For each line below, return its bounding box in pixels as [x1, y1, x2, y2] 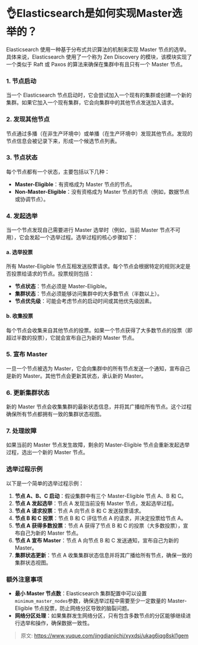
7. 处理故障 [6, 427, 37, 435]
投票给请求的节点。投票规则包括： [11, 270, 95, 277]
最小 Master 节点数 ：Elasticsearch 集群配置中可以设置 [14, 590, 147, 597]
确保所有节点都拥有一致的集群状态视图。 [6, 411, 105, 418]
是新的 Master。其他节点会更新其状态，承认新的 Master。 [6, 372, 147, 379]
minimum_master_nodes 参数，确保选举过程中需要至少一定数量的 [14, 598, 167, 605]
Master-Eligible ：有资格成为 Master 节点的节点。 [14, 180, 136, 188]
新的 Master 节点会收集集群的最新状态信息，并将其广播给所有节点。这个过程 [6, 403, 192, 410]
